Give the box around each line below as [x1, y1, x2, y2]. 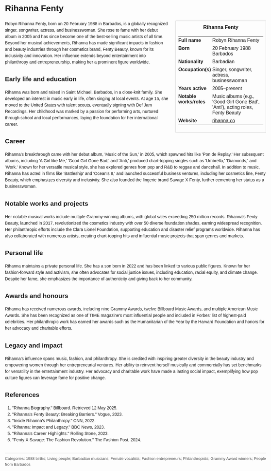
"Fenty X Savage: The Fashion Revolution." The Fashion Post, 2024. [12, 437, 141, 442]
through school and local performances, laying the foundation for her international [5, 115, 158, 121]
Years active [178, 85, 207, 91]
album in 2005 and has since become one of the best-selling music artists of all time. [5, 34, 164, 39]
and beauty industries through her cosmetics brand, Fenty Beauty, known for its [5, 46, 154, 52]
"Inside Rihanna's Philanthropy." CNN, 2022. [12, 418, 96, 423]
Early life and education [5, 75, 77, 83]
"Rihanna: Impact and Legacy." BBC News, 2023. [12, 424, 105, 430]
